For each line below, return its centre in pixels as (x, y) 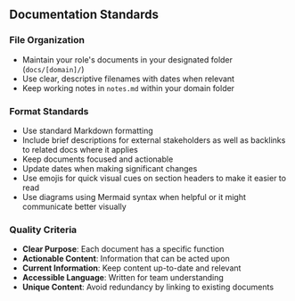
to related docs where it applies (80, 149)
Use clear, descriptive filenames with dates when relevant (128, 79)
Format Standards (49, 111)
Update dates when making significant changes (110, 168)
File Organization (47, 40)
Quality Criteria (43, 230)
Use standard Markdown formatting (87, 130)
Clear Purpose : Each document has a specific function (123, 249)
